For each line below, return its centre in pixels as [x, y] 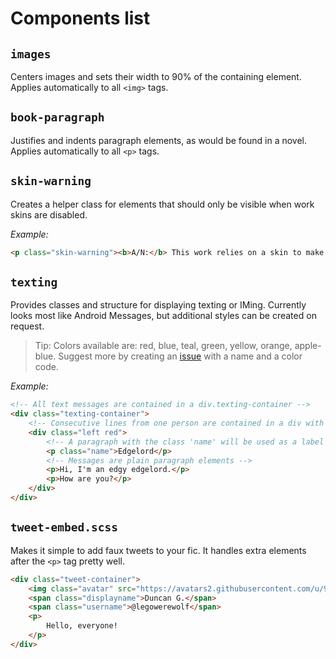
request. [27, 326]
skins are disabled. [49, 214]
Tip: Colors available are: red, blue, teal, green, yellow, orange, [163, 346]
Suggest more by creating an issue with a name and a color [180, 356]
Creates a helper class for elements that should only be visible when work [162, 204]
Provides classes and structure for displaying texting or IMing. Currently [158, 305]
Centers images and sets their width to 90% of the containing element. [156, 76]
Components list [80, 18]
